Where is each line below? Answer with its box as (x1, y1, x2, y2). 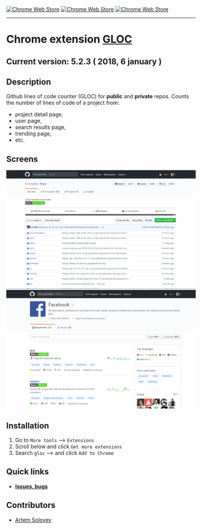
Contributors (6, 500, 56, 510)
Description (6, 77, 51, 87)
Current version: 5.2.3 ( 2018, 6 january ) (6, 56, 162, 66)
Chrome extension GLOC (6, 33, 132, 46)
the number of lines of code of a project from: (6, 99, 120, 107)
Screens (6, 154, 38, 164)
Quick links (6, 467, 49, 477)
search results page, (14, 124, 66, 131)
